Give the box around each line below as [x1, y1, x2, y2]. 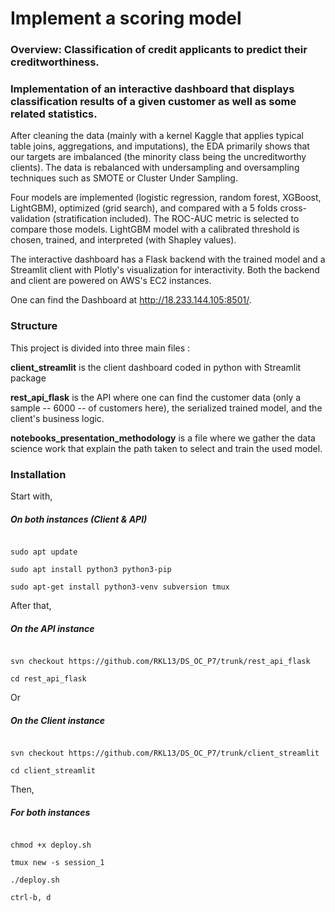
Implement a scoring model [10, 7, 242, 30]
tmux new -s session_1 [10, 857, 105, 867]
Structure [10, 319, 58, 333]
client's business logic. [10, 412, 105, 424]
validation [10, 213, 51, 225]
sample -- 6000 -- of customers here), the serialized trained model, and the [10, 402, 323, 414]
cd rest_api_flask [10, 673, 87, 684]
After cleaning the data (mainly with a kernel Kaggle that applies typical [10, 130, 304, 142]
